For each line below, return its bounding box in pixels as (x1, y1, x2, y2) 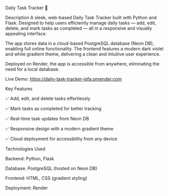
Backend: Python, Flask (5, 156, 54, 161)
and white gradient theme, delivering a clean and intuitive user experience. (5, 51, 160, 57)
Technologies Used (5, 146, 45, 152)
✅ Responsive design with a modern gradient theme (5, 126, 114, 132)
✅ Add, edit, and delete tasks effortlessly (5, 96, 91, 101)
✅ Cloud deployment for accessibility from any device (5, 136, 118, 142)
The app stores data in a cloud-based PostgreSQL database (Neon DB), (5, 40, 154, 46)
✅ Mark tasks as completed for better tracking (5, 106, 102, 111)
